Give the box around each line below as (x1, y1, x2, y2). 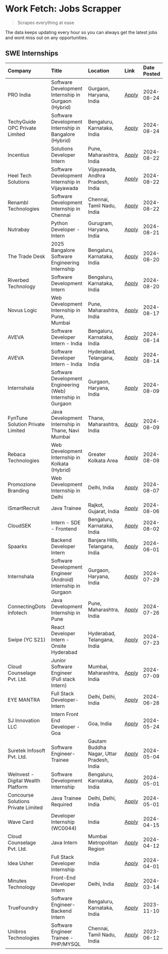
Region (87, 845, 105, 852)
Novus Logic (7, 307, 37, 314)
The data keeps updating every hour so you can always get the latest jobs (5, 29, 157, 35)
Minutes (7, 877, 27, 884)
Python (50, 219, 68, 226)
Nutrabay (7, 226, 30, 233)
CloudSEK (7, 522, 31, 529)
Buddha (87, 744, 106, 751)
